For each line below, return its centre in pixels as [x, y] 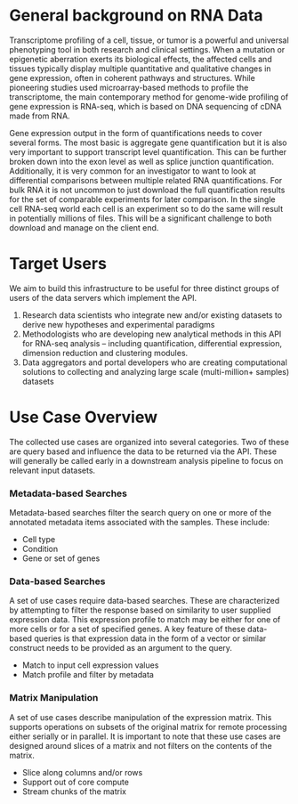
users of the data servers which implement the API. [103, 297]
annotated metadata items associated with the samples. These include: [139, 523]
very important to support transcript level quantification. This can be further [148, 151]
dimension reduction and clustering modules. [105, 353]
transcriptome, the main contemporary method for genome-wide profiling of [149, 97]
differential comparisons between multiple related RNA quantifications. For [146, 180]
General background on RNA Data [136, 16]
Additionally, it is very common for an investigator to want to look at [133, 171]
